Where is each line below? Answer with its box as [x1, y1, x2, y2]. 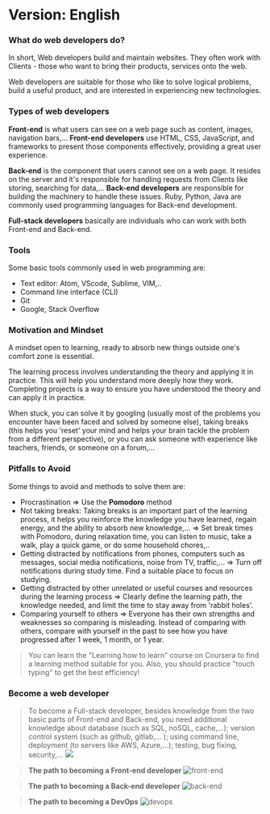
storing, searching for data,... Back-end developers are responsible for [8, 183, 244, 192]
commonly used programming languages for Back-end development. [8, 200, 238, 209]
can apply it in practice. [8, 393, 86, 403]
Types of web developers [8, 106, 110, 117]
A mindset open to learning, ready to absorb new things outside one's [8, 343, 240, 352]
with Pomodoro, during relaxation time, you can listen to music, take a [19, 531, 252, 541]
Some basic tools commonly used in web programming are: [8, 263, 206, 272]
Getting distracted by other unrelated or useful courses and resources [19, 583, 253, 593]
